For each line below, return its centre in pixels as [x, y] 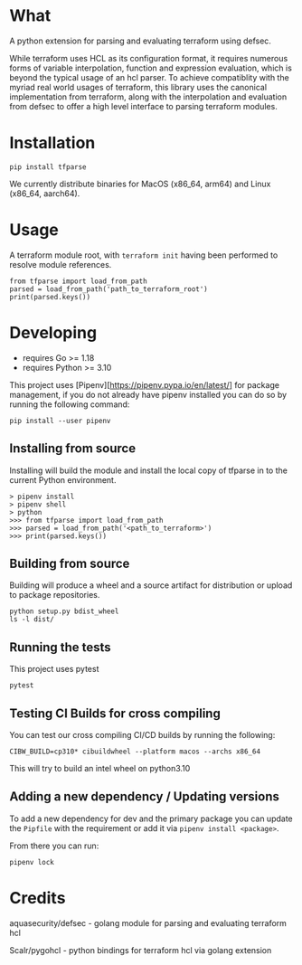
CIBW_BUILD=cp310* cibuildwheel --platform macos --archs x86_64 [135, 752]
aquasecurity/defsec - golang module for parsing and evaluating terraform [148, 922]
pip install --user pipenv [60, 421]
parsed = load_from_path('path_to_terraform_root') [109, 289]
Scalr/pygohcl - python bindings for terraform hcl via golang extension [141, 950]
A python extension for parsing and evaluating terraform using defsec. [140, 41]
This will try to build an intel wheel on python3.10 [100, 768]
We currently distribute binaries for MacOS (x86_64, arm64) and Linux [140, 184]
